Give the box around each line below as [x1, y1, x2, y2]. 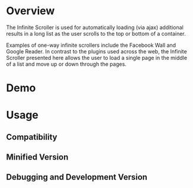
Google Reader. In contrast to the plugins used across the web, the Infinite [6, 47, 188, 55]
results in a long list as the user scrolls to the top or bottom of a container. [6, 30, 186, 37]
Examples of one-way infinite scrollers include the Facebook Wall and [6, 42, 176, 49]
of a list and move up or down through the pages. [6, 60, 127, 68]
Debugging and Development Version [6, 172, 148, 182]
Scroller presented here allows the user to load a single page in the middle [6, 54, 188, 61]
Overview [6, 4, 55, 18]
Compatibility [6, 132, 57, 142]
